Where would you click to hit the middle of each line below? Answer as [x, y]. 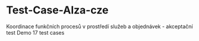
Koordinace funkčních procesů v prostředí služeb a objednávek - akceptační [99, 26]
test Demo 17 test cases [35, 32]
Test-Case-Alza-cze [57, 10]
